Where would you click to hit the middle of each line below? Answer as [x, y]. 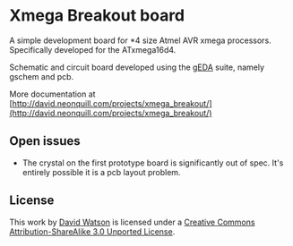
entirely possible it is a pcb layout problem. [101, 172]
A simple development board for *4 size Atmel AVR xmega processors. [140, 40]
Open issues [45, 141]
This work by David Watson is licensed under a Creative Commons [132, 222]
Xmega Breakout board [97, 16]
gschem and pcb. [42, 76]
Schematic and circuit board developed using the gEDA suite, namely [137, 67]
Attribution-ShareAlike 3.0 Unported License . [92, 231]
